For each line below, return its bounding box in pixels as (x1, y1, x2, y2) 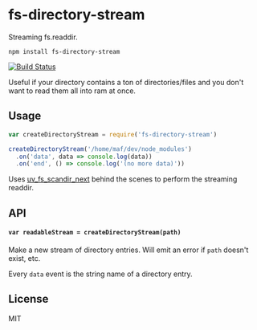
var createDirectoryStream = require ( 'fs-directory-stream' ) (8, 130, 218, 138)
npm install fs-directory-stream (8, 47, 120, 55)
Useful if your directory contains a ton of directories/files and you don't (8, 77, 244, 87)
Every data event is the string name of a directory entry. (8, 269, 193, 279)
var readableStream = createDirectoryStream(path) (8, 229, 182, 237)
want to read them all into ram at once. (8, 86, 137, 96)
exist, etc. (8, 253, 41, 263)
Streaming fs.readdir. (8, 32, 78, 42)
